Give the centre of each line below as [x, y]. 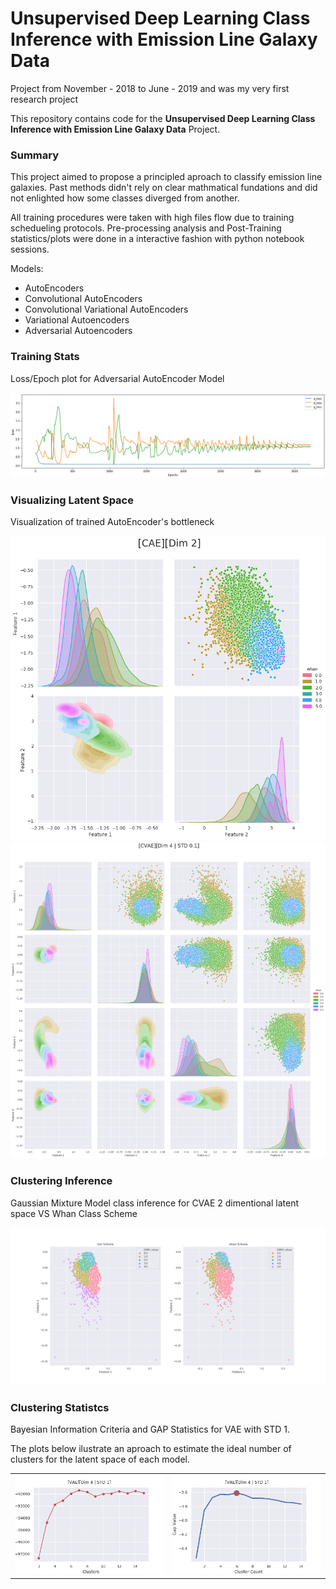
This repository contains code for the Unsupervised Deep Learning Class [163, 118]
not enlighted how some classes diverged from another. [125, 198]
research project [44, 99]
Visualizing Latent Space [72, 500]
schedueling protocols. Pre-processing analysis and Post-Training [146, 228]
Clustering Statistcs [60, 1407]
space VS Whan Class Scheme [74, 1213]
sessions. [30, 249]
